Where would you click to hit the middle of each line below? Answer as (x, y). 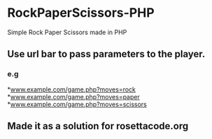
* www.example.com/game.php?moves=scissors (77, 104)
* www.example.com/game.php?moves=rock (72, 89)
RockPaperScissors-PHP (81, 13)
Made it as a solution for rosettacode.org (98, 126)
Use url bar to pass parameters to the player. (106, 54)
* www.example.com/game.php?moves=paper (73, 96)
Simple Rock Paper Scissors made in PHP (67, 32)
